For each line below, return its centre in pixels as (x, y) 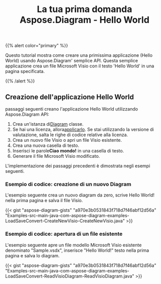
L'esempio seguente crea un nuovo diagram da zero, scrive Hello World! (80, 195)
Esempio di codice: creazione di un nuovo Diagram (68, 184)
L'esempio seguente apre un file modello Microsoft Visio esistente (73, 245)
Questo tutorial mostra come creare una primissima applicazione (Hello (79, 55)
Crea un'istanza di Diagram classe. (48, 124)
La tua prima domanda (85, 9)
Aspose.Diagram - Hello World (85, 20)
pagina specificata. (25, 71)
